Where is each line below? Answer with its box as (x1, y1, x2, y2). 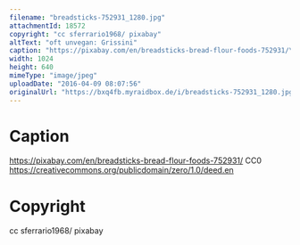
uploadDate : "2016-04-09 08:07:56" (9, 79, 142, 88)
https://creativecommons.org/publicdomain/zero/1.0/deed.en (9, 165, 234, 176)
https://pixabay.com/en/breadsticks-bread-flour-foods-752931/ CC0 (9, 155, 262, 166)
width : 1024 (9, 54, 54, 63)
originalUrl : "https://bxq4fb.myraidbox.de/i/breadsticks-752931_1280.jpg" (9, 87, 297, 96)
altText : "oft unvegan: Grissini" (9, 37, 138, 47)
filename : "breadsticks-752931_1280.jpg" (9, 12, 166, 22)
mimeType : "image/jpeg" (9, 71, 98, 80)
